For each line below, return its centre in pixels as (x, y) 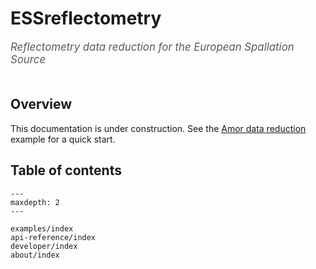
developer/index (44, 246)
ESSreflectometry (86, 18)
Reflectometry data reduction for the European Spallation (152, 47)
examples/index (42, 228)
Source (28, 59)
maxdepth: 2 (35, 202)
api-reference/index (53, 237)
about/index (35, 255)
